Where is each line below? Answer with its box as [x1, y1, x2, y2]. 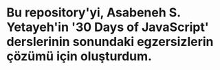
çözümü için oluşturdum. [6, 49, 153, 65]
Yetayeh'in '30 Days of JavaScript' [6, 19, 209, 35]
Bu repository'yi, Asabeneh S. [6, 5, 181, 21]
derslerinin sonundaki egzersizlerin [6, 34, 214, 49]
